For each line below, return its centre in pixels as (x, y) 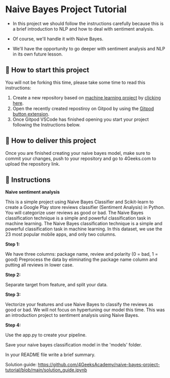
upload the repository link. (32, 164)
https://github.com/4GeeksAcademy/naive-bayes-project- (99, 365)
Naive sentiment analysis (32, 192)
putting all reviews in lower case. (39, 265)
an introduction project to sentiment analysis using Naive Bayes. (72, 315)
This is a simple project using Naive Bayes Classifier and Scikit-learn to (79, 202)
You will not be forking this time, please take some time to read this (75, 82)
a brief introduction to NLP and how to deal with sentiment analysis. (83, 29)
